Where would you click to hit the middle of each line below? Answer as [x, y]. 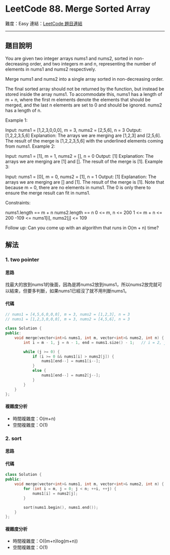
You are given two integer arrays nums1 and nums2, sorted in [69, 58]
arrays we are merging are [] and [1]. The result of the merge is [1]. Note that [85, 182]
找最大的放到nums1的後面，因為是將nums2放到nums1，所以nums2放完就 [81, 285]
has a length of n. [24, 110]
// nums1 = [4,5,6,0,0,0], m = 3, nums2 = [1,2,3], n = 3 [68, 315]
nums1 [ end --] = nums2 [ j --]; [71, 375]
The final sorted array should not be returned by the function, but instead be [85, 89]
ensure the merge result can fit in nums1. [48, 193]
